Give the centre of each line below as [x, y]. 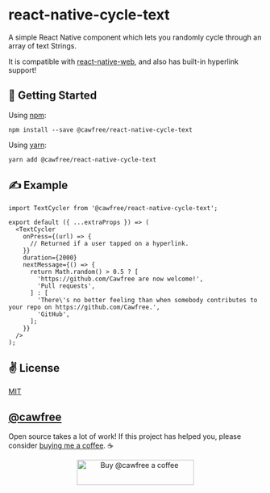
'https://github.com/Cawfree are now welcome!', [120, 279]
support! [23, 70]
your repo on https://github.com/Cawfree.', [84, 307]
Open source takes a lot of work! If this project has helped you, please [125, 436]
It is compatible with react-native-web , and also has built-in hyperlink [124, 61]
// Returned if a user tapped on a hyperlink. [109, 243]
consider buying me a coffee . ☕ [61, 445]
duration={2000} [50, 257]
